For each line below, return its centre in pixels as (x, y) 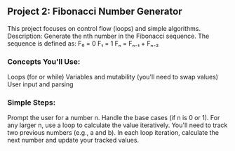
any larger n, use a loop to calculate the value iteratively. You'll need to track (117, 125)
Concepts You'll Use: (44, 61)
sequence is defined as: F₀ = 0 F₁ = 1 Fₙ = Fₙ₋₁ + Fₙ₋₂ (83, 43)
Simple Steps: (32, 103)
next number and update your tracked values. (73, 140)
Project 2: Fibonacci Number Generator (95, 12)
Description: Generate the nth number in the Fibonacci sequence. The (108, 36)
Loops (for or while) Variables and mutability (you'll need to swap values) (113, 77)
